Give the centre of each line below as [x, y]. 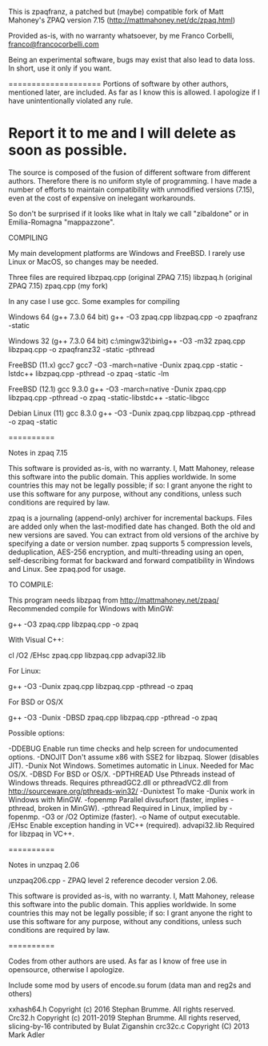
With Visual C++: [36, 639]
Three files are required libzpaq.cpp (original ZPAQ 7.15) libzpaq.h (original [130, 277]
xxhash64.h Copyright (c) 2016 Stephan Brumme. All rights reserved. [122, 1009]
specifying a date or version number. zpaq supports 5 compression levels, [131, 543]
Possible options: [37, 732]
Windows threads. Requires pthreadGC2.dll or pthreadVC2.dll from [118, 782]
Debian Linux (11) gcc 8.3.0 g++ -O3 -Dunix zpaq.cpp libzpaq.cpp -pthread [132, 413]
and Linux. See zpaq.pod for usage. [67, 569]
